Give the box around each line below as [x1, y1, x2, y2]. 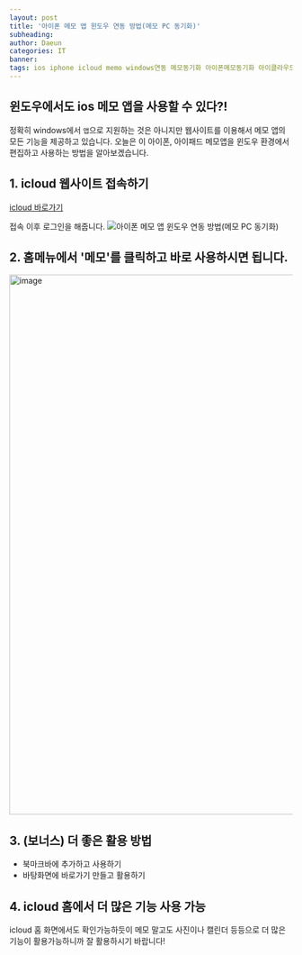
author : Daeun [9, 38, 63, 48]
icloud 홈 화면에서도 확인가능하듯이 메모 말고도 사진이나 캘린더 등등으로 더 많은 [9, 924, 286, 935]
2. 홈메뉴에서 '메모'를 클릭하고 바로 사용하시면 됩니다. [9, 250, 289, 265]
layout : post [9, 13, 58, 23]
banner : [9, 55, 39, 64]
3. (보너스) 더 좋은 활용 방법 [9, 832, 153, 848]
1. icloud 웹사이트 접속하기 [9, 177, 149, 192]
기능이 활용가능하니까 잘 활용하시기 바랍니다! [9, 935, 166, 946]
